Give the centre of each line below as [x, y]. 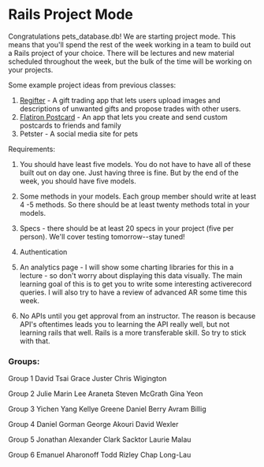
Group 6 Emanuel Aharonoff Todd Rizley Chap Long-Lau [100, 455]
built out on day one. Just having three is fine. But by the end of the [129, 172]
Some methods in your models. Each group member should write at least [138, 196]
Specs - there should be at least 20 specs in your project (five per [126, 228]
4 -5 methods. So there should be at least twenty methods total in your [134, 204]
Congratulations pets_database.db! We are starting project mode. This [122, 36]
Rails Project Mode [71, 15]
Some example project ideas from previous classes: [92, 85]
